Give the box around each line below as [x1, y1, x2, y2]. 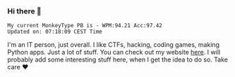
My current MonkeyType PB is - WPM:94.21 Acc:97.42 [7, 22, 162, 29]
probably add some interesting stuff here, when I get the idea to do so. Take [7, 55, 228, 64]
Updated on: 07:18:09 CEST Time [7, 28, 102, 36]
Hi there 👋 [7, 6, 42, 16]
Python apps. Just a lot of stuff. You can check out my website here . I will [7, 48, 221, 57]
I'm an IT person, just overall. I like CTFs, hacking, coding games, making [7, 41, 220, 49]
